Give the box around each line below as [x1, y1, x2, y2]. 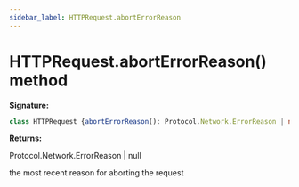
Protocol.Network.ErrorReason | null [9, 150, 142, 161]
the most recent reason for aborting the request [9, 167, 184, 178]
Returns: [9, 133, 43, 143]
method [9, 70, 69, 90]
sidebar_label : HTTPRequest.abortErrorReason [9, 12, 181, 22]
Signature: [9, 100, 49, 110]
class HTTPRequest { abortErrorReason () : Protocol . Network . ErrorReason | [9, 117, 285, 126]
